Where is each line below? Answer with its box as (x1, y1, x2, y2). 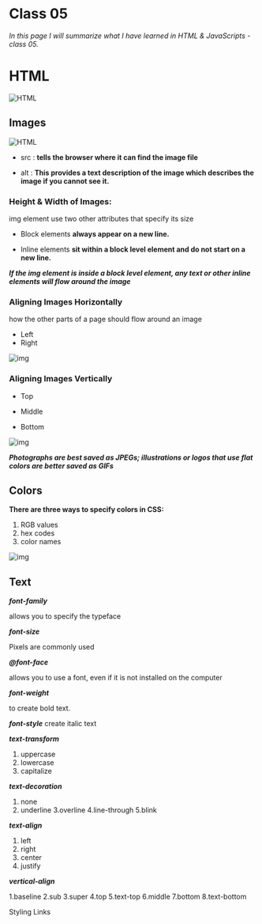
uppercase (20, 749, 56, 759)
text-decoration (9, 782, 62, 791)
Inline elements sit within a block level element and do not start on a (20, 244, 245, 254)
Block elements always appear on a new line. (20, 229, 170, 238)
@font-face (9, 657, 49, 667)
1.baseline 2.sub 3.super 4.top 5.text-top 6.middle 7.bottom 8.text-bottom (9, 892, 247, 902)
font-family (9, 596, 48, 606)
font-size (9, 627, 40, 637)
